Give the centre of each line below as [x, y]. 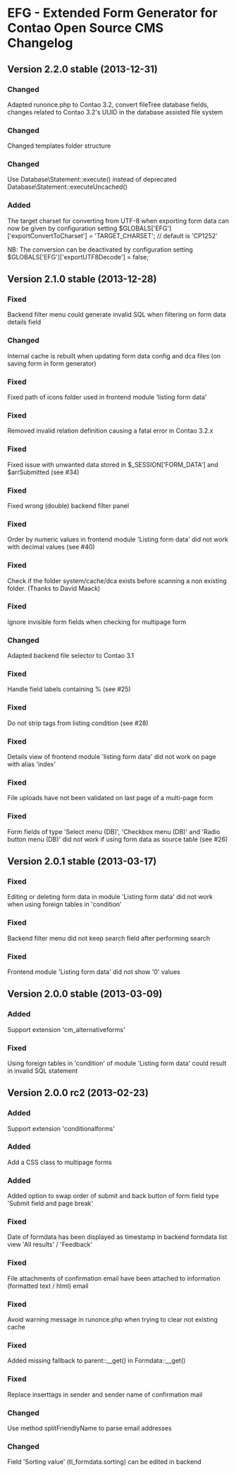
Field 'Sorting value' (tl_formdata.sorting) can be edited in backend [105, 1462]
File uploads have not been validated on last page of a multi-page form [110, 798]
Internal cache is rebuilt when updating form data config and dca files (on [114, 356]
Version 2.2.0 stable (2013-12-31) [83, 69]
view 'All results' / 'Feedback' [50, 1245]
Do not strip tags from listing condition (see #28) [78, 723]
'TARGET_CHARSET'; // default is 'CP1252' [156, 235]
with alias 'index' [32, 764]
